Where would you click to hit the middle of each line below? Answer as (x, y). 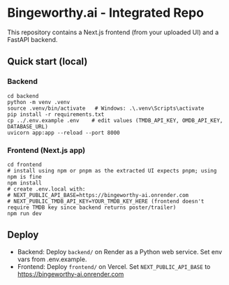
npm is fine (24, 177)
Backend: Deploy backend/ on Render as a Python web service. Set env (119, 251)
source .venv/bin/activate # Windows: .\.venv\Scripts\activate (106, 108)
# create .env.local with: (46, 189)
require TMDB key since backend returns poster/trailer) (92, 207)
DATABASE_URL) (28, 126)
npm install (24, 183)
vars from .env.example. (52, 259)
